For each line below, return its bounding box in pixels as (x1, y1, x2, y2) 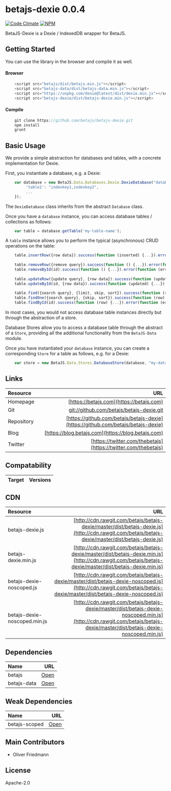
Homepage (8, 398, 35, 405)
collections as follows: (5, 219, 52, 225)
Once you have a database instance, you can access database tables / (5, 213, 153, 219)
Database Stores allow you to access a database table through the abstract (5, 324, 163, 331)
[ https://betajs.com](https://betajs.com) (68, 398, 163, 405)
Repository (8, 418, 34, 425)
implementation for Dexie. (5, 160, 60, 166)
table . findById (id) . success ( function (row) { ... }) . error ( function (14, 300, 158, 306)
